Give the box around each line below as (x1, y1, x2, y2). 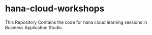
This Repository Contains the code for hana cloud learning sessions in (5, 19, 148, 25)
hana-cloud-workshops (5, 3, 105, 14)
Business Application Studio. (5, 24, 63, 30)
